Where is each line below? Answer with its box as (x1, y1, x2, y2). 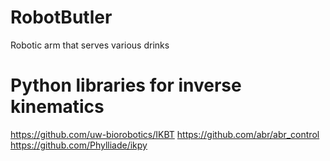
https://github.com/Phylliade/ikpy (10, 139, 148, 151)
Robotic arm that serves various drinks (10, 39, 170, 51)
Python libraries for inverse (10, 74, 242, 97)
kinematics (10, 96, 105, 118)
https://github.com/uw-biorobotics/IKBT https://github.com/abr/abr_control (10, 128, 320, 140)
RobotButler (10, 6, 113, 29)
